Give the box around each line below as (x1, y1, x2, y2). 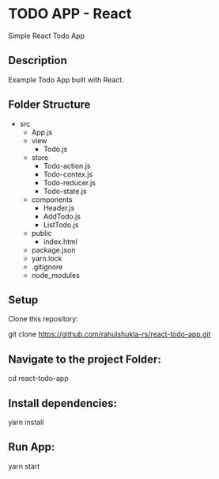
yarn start (8, 461, 40, 471)
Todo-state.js (43, 186, 87, 196)
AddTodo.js (43, 211, 81, 221)
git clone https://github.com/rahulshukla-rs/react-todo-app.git (8, 329, 211, 339)
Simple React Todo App (8, 31, 85, 40)
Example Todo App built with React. (8, 74, 124, 84)
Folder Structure (8, 98, 91, 112)
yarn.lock (31, 253, 62, 263)
